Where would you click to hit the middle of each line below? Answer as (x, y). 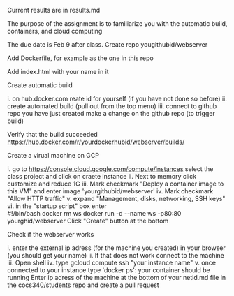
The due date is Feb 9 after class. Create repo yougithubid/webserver (108, 44)
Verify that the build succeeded (52, 134)
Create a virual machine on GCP (53, 155)
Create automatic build (40, 85)
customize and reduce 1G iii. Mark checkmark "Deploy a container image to (116, 184)
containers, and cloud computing (55, 31)
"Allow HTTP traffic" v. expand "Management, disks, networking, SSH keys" (116, 199)
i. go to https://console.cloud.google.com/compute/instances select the (110, 169)
